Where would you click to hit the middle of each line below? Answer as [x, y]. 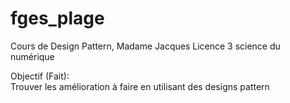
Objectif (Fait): [40, 76]
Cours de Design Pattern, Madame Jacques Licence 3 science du [145, 46]
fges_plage [57, 18]
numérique [32, 56]
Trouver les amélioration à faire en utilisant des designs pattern [140, 86]
